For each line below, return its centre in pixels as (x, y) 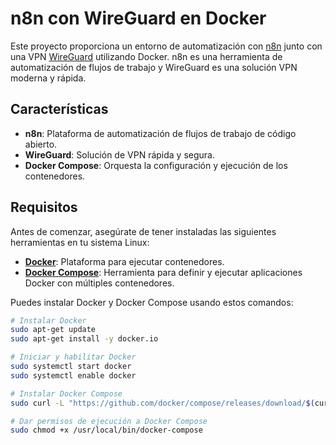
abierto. (41, 144)
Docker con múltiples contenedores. (99, 283)
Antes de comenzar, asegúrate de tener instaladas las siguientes (143, 231)
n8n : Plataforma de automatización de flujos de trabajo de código (160, 133)
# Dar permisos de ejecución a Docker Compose (109, 421)
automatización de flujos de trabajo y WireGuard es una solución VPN (154, 67)
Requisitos (44, 207)
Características (59, 109)
